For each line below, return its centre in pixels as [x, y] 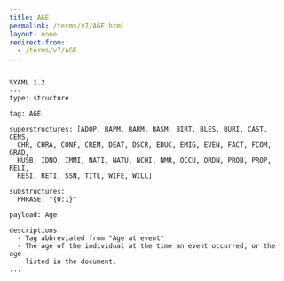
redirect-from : [37, 42]
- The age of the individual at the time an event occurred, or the [146, 246]
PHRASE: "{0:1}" [47, 200]
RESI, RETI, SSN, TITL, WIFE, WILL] [85, 176]
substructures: [37, 192]
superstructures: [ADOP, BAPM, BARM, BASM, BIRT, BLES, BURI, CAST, [138, 130]
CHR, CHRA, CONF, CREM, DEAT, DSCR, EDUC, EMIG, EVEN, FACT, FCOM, [145, 145]
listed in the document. [71, 262]
